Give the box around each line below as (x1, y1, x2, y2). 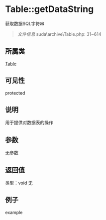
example (5, 209, 23, 215)
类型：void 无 (5, 180, 33, 186)
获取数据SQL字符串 (5, 20, 45, 26)
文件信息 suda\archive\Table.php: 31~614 (17, 31, 102, 37)
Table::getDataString (5, 3, 94, 15)
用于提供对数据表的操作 (5, 119, 53, 125)
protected (5, 90, 25, 96)
